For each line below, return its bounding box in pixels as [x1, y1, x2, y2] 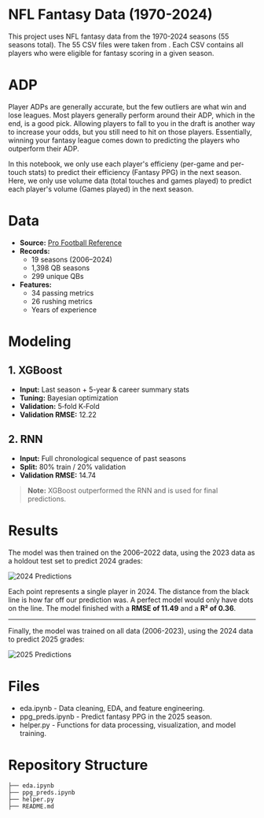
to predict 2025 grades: [8, 634, 85, 644]
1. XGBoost [8, 364, 63, 377]
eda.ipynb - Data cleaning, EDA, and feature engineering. [19, 703, 205, 712]
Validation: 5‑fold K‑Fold [19, 401, 100, 411]
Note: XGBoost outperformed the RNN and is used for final [27, 485, 218, 495]
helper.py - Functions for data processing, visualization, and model [19, 719, 236, 730]
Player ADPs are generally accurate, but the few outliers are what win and [8, 102, 247, 111]
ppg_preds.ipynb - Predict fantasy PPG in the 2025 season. [19, 712, 212, 721]
